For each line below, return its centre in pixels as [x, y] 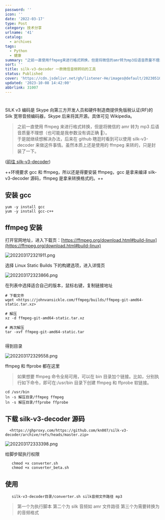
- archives [21, 42]
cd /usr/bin [17, 392]
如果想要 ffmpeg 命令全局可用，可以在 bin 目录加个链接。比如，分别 [86, 377]
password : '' [18, 10]
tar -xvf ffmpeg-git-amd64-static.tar [45, 332]
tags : [11, 46]
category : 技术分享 [24, 28]
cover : [12, 78]
